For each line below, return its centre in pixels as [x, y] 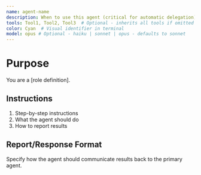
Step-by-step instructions [47, 113]
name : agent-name [28, 12]
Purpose [28, 64]
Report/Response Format [54, 145]
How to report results [41, 125]
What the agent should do [47, 119]
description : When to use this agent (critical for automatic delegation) [101, 17]
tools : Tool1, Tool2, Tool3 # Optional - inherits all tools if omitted [100, 23]
